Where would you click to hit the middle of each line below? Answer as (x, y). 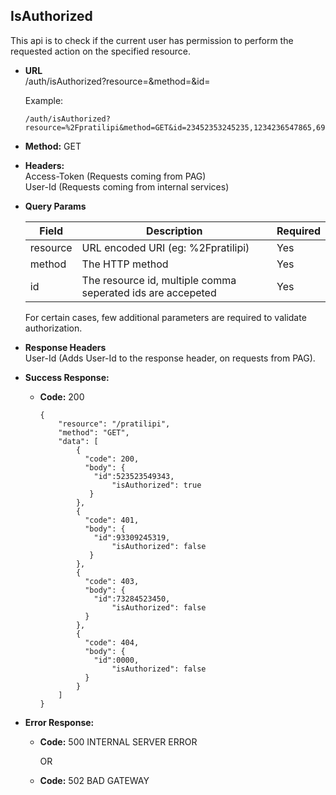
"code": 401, (112, 520)
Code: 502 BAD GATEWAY (94, 780)
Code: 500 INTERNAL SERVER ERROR (118, 741)
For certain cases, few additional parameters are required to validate (165, 317)
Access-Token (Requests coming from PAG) (115, 176)
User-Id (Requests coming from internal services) (127, 186)
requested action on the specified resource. (100, 51)
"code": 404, (112, 642)
